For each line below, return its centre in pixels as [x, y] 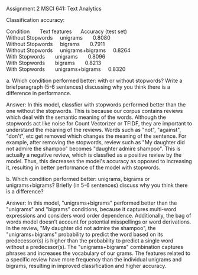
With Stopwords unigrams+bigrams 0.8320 [66, 69]
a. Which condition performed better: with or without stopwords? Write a [94, 80]
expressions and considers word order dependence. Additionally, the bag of [99, 216]
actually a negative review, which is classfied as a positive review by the [94, 155]
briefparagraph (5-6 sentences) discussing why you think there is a [88, 87]
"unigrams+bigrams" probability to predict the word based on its [85, 234]
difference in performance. [39, 93]
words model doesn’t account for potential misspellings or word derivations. [99, 222]
